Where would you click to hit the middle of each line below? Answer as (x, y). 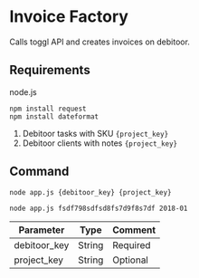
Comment (134, 230)
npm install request (48, 109)
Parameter (42, 230)
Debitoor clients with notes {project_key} (100, 143)
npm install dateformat (54, 116)
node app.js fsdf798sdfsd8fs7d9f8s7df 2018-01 (99, 208)
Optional (131, 260)
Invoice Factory (69, 17)
